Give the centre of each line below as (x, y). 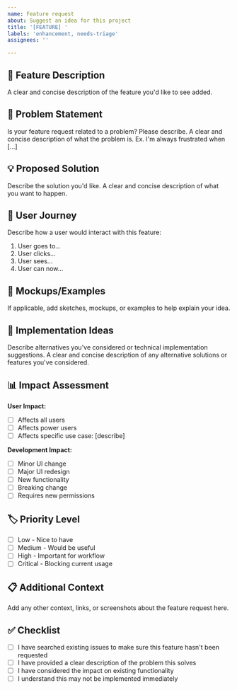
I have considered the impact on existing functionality (96, 671)
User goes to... (39, 246)
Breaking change (42, 488)
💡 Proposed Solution (53, 169)
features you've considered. (48, 362)
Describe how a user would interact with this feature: (84, 232)
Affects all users (41, 420)
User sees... (35, 261)
